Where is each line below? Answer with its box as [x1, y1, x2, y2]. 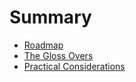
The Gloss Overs [23, 49, 94, 61]
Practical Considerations [23, 60, 126, 72]
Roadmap [23, 39, 64, 51]
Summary [9, 6, 92, 29]
